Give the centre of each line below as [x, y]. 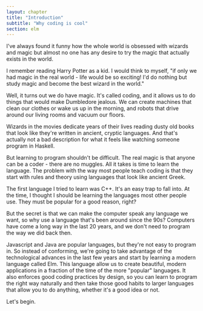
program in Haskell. [31, 146]
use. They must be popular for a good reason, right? [71, 202]
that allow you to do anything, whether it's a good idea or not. [83, 290]
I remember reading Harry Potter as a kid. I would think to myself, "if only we [101, 71]
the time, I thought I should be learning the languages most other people [96, 196]
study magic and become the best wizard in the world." [75, 84]
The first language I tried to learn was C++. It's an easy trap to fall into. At [98, 189]
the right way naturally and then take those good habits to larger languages [100, 284]
